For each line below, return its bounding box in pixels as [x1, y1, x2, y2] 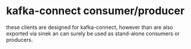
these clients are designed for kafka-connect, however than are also [6, 24, 173, 31]
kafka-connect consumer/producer [6, 4, 185, 18]
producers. [6, 36, 33, 43]
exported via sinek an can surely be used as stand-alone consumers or [6, 30, 180, 37]
